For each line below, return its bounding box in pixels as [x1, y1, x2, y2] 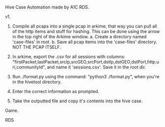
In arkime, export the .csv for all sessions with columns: [12, 54, 126, 60]
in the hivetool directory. [12, 79, 62, 85]
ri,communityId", [12, 64, 46, 70]
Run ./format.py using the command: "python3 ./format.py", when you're [12, 74, 160, 79]
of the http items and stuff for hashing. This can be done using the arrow [12, 29, 160, 34]
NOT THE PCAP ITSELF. [12, 44, 61, 50]
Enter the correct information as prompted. [12, 89, 99, 94]
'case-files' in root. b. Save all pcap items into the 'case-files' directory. [12, 39, 158, 45]
